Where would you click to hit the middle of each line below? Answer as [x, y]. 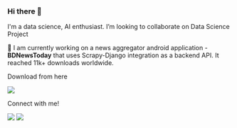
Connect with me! [33, 104]
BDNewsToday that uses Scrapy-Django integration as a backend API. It [113, 55]
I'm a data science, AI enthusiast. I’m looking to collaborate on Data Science [118, 27]
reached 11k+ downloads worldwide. [60, 63]
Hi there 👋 [25, 11]
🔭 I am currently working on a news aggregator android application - [107, 48]
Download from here [37, 76]
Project [18, 34]
